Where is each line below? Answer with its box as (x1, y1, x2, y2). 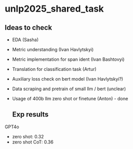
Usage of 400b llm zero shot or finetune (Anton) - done (12, 96, 128, 101)
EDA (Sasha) (12, 36, 39, 43)
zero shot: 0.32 (12, 133, 44, 139)
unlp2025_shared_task (5, 3, 104, 15)
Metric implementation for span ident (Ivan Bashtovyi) (12, 56, 125, 62)
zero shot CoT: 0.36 (12, 139, 54, 145)
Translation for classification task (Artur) (12, 66, 97, 72)
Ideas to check (5, 23, 52, 32)
